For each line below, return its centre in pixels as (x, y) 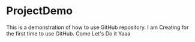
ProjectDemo (40, 11)
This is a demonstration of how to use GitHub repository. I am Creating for (97, 27)
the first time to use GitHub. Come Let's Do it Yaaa (68, 33)
